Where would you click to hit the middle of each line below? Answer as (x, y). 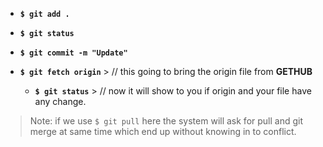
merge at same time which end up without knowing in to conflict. (163, 131)
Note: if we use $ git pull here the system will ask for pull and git (166, 121)
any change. (60, 101)
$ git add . (44, 14)
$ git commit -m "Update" (73, 53)
